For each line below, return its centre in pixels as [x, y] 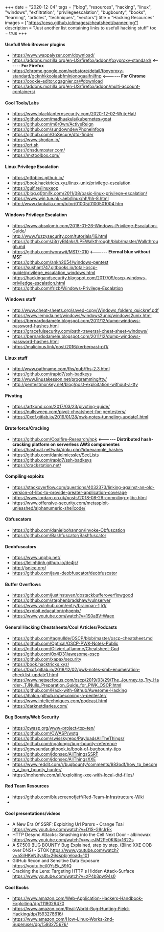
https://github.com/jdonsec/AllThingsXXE [54, 759]
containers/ [24, 92]
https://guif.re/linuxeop [35, 188]
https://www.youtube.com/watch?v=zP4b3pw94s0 [64, 876]
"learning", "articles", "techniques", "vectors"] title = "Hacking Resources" [80, 17]
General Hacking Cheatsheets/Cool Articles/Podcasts [61, 627]
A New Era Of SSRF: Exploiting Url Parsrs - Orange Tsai [68, 824]
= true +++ [16, 33]
